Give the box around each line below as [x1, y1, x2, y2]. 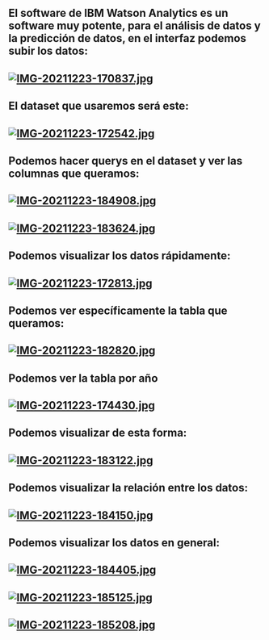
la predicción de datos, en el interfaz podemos [8, 31, 246, 45]
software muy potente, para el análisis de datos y [8, 19, 261, 33]
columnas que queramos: [8, 166, 140, 180]
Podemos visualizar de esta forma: [8, 426, 187, 440]
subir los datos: [8, 44, 89, 58]
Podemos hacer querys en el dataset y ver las [8, 153, 243, 168]
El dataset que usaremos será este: [8, 99, 189, 113]
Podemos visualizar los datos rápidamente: [8, 249, 231, 263]
